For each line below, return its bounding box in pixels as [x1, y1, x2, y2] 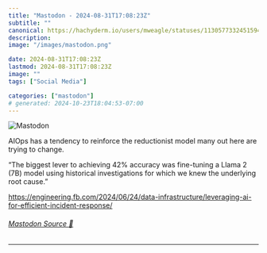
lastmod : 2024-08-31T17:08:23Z [8, 63, 112, 71]
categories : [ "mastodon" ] [8, 92, 94, 100]
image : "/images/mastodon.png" [8, 41, 112, 49]
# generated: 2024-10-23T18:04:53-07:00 [8, 99, 145, 107]
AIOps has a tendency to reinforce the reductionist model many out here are [8, 136, 257, 146]
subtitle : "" [8, 19, 52, 27]
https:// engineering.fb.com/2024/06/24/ [8, 192, 141, 202]
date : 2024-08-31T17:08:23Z [8, 56, 102, 63]
